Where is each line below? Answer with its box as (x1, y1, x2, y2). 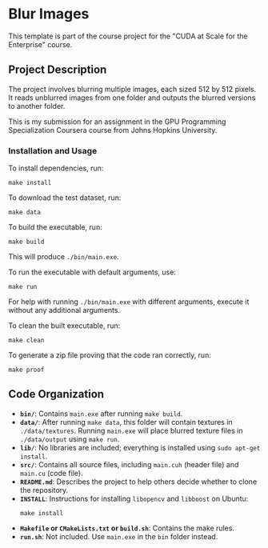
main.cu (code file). (19, 468, 83, 478)
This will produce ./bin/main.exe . (8, 252, 119, 262)
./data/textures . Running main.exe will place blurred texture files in (19, 426, 243, 435)
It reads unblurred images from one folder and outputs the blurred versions (8, 93, 256, 102)
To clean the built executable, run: (8, 321, 121, 330)
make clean (8, 337, 45, 345)
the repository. (19, 485, 69, 494)
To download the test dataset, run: (8, 193, 122, 202)
